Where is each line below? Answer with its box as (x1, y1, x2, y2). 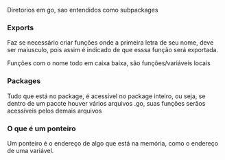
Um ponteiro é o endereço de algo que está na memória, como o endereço (7, 139, 219, 147)
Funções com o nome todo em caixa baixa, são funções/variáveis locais (7, 59, 211, 67)
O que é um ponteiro (7, 124, 77, 133)
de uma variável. (7, 146, 54, 155)
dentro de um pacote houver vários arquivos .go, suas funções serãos (7, 99, 206, 107)
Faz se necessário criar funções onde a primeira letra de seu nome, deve (7, 38, 214, 47)
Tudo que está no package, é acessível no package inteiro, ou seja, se (7, 92, 206, 100)
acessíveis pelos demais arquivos (7, 106, 102, 115)
